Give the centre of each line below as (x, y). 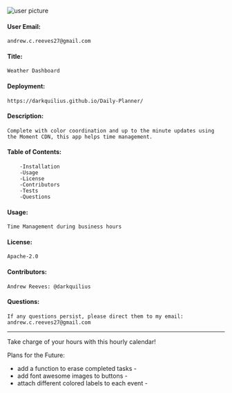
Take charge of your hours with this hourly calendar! (82, 341)
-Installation (40, 167)
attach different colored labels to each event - (83, 383)
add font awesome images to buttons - (72, 376)
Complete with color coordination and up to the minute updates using (111, 131)
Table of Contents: (35, 152)
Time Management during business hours (65, 227)
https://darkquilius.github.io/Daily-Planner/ (75, 101)
